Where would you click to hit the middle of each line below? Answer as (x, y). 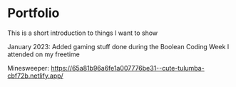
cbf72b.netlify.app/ (36, 76)
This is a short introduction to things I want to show (83, 33)
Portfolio (34, 13)
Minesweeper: (29, 68)
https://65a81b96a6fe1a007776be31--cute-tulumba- (128, 68)
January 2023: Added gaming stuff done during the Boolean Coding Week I (118, 46)
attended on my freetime (43, 54)
